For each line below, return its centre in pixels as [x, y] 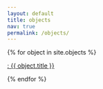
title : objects [29, 20]
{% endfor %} [27, 79]
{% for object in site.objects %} [52, 52]
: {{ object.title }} [31, 66]
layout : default [30, 13]
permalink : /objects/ [38, 33]
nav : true [21, 26]
